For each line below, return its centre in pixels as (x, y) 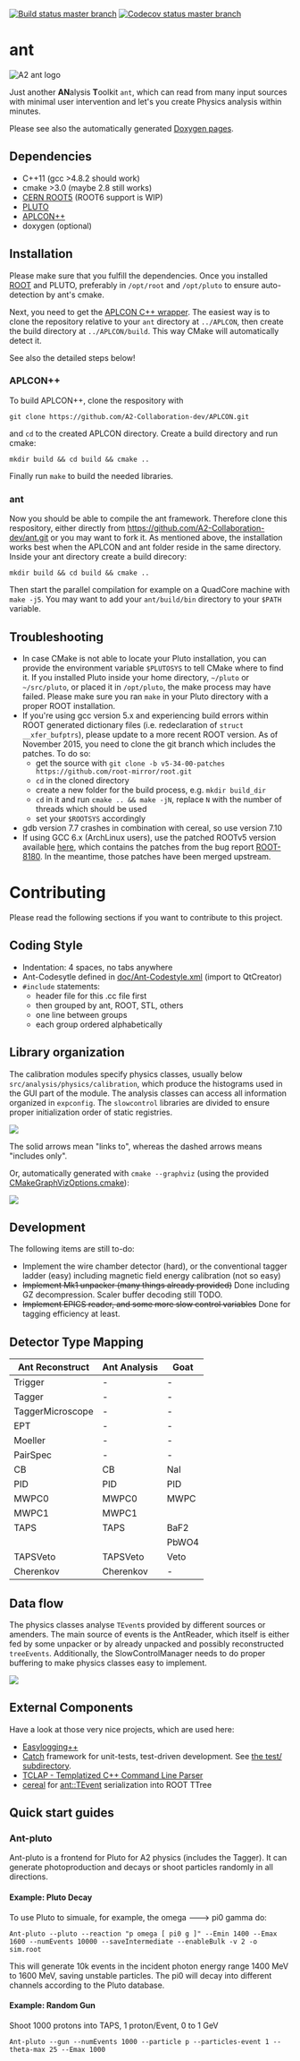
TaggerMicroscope (54, 1412)
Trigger (29, 1382)
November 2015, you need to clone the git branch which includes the (149, 744)
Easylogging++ (50, 1747)
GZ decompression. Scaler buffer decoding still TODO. (122, 1295)
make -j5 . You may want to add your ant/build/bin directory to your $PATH (146, 599)
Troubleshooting (57, 637)
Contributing (58, 893)
